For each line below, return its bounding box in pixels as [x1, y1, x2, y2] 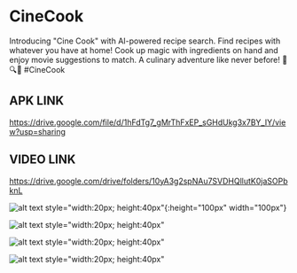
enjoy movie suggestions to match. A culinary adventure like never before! [9, 54, 281, 65]
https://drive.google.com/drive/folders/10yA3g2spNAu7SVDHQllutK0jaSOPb [9, 175, 288, 186]
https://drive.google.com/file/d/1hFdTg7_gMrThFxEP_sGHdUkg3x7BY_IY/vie [9, 117, 286, 128]
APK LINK [9, 93, 65, 108]
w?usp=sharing [9, 126, 66, 136]
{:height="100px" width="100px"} [163, 202, 287, 213]
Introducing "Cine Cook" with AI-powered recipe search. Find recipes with [9, 35, 281, 46]
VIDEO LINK [9, 152, 76, 168]
